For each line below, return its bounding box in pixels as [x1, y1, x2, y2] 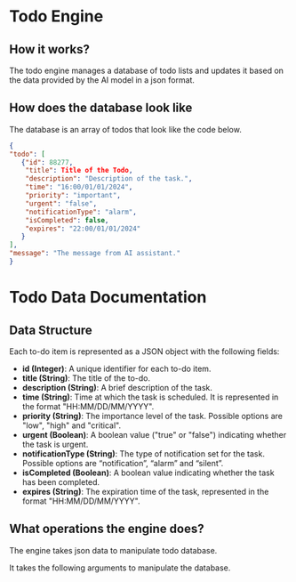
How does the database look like [9, 101, 193, 116]
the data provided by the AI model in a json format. [9, 75, 196, 85]
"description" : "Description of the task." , [25, 174, 193, 183]
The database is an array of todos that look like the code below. [9, 124, 242, 134]
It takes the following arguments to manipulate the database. [9, 562, 231, 573]
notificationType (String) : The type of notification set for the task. [21, 448, 265, 459]
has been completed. [21, 476, 100, 487]
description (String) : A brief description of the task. [21, 382, 213, 392]
